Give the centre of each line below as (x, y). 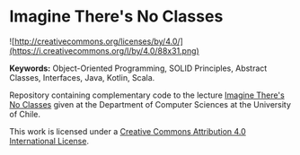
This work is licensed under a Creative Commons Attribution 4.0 (128, 131)
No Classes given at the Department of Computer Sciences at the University (150, 104)
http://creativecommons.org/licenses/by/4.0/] (99, 41)
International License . (49, 141)
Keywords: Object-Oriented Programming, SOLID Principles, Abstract (138, 68)
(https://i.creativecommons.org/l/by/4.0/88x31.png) (104, 50)
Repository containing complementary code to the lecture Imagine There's (147, 95)
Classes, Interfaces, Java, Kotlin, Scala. (82, 77)
